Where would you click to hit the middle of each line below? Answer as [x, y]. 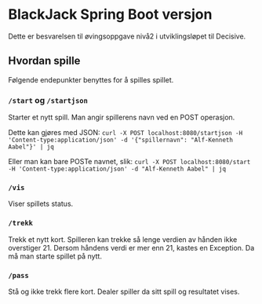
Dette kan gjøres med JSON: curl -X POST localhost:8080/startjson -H [126, 133]
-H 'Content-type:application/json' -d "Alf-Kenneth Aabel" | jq [117, 169]
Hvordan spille [44, 61]
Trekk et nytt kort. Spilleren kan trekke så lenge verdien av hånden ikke [123, 239]
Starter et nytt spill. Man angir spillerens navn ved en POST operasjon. [122, 117]
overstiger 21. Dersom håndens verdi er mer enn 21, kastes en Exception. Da [131, 247]
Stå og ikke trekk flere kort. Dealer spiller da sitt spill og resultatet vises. [124, 291]
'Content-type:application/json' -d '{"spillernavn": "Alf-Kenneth [121, 140]
